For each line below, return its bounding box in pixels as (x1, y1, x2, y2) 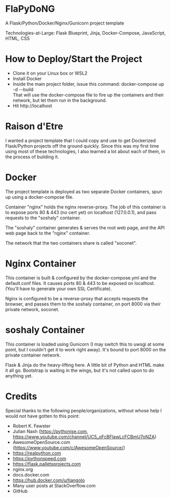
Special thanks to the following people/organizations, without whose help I (5, 407, 162, 414)
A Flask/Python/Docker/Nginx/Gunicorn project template (5, 20, 125, 26)
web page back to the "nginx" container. (5, 230, 90, 236)
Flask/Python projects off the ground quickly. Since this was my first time (5, 143, 159, 149)
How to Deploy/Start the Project (5, 53, 142, 65)
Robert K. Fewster (12, 422, 51, 429)
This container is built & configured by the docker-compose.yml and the (5, 274, 157, 281)
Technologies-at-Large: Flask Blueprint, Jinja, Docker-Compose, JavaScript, (5, 30, 166, 36)
